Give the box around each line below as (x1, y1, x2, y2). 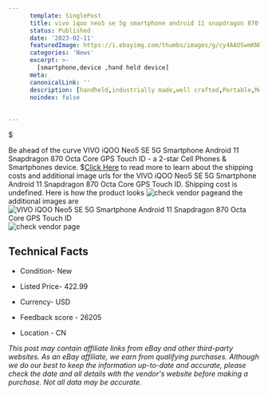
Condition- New (19, 266, 73, 275)
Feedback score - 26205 (19, 312, 102, 322)
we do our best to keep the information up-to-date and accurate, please (8, 360, 246, 369)
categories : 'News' (29, 49, 94, 57)
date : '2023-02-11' (29, 34, 94, 42)
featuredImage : (29, 41, 81, 49)
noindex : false (29, 93, 81, 101)
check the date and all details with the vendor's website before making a (8, 369, 249, 378)
